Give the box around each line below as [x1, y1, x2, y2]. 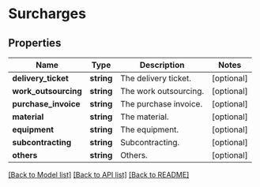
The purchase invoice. [119, 99, 203, 109]
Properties [8, 36, 62, 50]
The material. [119, 111, 169, 122]
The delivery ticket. [119, 73, 192, 84]
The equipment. [119, 124, 179, 135]
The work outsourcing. [119, 86, 205, 96]
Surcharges [8, 5, 87, 23]
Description [139, 60, 185, 70]
